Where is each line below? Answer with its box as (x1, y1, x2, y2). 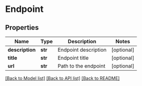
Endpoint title (57, 55, 89, 61)
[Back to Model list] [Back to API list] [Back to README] (5, 76, 120, 81)
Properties (5, 23, 39, 32)
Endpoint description (57, 46, 106, 53)
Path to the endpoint (57, 63, 105, 69)
